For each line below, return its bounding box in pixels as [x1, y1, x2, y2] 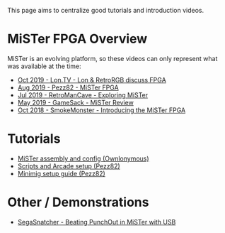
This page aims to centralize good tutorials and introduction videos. [7, 6, 204, 14]
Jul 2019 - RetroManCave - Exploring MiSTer [17, 90, 149, 99]
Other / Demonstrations [7, 195, 149, 210]
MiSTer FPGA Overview [7, 31, 148, 47]
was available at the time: [7, 62, 81, 70]
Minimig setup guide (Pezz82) [17, 169, 106, 178]
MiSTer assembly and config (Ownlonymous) [17, 154, 150, 163]
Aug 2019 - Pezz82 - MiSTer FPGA [17, 83, 119, 92]
